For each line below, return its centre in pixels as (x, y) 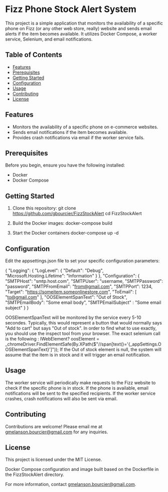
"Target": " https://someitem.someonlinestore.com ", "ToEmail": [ (71, 292)
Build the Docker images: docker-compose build (62, 223)
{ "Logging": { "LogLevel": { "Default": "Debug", (54, 270)
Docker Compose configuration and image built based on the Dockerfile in (82, 469)
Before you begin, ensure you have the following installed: (65, 165)
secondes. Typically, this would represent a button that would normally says (83, 323)
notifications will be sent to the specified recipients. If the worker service (80, 393)
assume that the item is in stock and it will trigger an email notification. (78, 355)
